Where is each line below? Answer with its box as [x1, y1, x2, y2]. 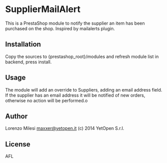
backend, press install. [5, 59, 52, 65]
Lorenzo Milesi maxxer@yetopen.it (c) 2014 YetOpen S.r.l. [5, 125, 124, 131]
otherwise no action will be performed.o [5, 97, 88, 104]
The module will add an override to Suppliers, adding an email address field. [5, 87, 162, 93]
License [5, 140, 31, 148]
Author [5, 112, 28, 120]
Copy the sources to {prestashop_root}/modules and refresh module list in [5, 53, 159, 59]
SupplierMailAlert [5, 4, 81, 15]
